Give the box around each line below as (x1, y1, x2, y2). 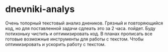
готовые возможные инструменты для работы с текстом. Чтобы (5, 36, 144, 42)
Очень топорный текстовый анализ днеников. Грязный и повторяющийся (5, 20, 163, 26)
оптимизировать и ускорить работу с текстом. (5, 41, 106, 47)
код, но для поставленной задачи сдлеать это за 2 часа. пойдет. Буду (5, 25, 156, 31)
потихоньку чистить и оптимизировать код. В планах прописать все (5, 30, 152, 36)
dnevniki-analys (5, 3, 75, 15)
